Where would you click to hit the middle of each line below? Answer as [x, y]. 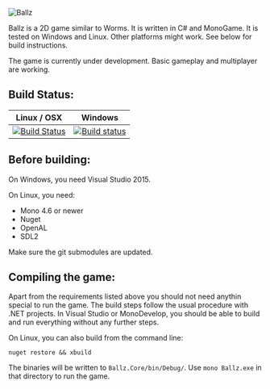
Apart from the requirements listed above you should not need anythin [125, 297]
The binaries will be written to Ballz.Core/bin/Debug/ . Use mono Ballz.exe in [135, 368]
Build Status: [41, 95]
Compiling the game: [62, 277]
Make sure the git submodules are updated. [81, 252]
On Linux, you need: [42, 194]
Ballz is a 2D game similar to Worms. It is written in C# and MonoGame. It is [133, 28]
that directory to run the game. [59, 376]
